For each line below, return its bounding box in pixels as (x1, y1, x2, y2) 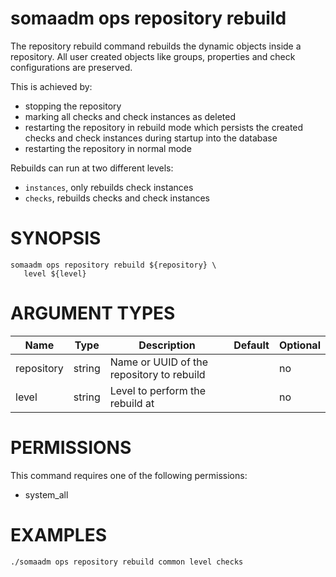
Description (138, 338, 196, 352)
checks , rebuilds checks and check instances (24, 192, 210, 204)
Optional (278, 338, 321, 352)
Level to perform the (109, 383, 206, 397)
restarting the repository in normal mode (24, 142, 192, 154)
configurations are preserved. (10, 61, 133, 73)
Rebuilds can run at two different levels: (10, 162, 174, 174)
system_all (24, 488, 69, 501)
